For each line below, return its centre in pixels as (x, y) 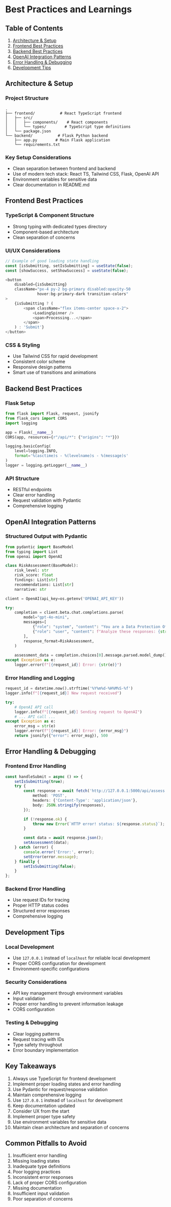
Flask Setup (20, 403)
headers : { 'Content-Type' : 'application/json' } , (85, 801)
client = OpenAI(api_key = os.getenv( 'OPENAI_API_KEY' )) (65, 598)
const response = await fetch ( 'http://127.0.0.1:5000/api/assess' (95, 791)
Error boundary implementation (46, 1050)
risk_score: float (34, 575)
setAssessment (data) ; (47, 843)
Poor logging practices (37, 1172)
